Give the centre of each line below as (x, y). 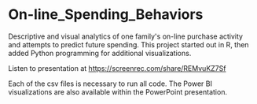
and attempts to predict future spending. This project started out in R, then (128, 44)
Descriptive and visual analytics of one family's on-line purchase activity (126, 36)
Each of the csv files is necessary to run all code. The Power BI (110, 84)
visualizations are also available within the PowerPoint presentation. (118, 91)
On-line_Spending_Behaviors (106, 15)
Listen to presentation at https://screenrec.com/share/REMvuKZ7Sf (117, 68)
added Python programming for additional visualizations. (100, 53)
